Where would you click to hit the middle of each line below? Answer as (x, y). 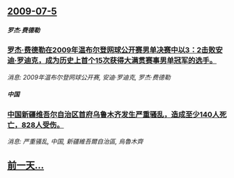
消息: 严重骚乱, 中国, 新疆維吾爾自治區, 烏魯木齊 (75, 142)
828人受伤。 (42, 125)
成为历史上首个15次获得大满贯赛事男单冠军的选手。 (131, 61)
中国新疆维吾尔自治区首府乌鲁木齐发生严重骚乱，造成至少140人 (114, 114)
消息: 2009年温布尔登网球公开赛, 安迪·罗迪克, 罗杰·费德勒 (89, 77)
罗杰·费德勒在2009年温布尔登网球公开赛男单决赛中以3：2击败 (111, 50)
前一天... (26, 166)
